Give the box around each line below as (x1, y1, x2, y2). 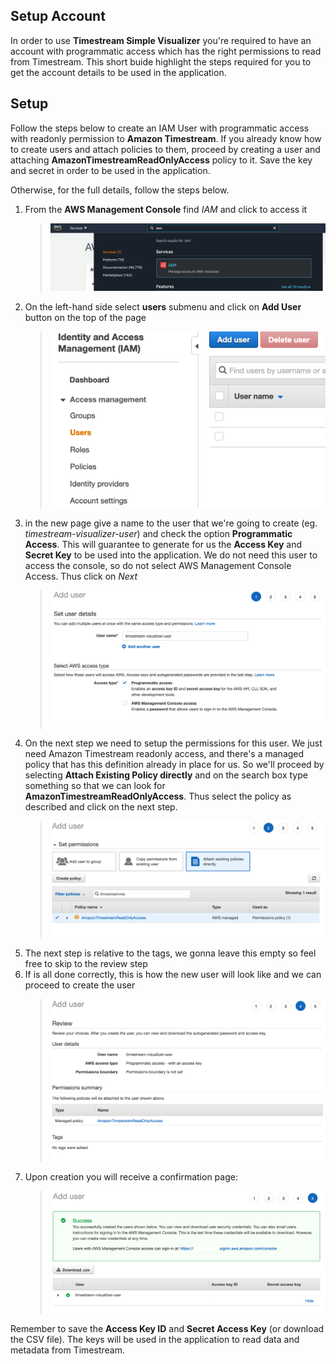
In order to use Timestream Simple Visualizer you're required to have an (10, 34, 312, 46)
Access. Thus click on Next (24, 570, 138, 582)
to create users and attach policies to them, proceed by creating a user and (10, 143, 321, 155)
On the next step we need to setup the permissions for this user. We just (24, 737, 323, 749)
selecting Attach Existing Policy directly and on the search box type (24, 769, 308, 781)
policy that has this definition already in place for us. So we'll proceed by (24, 758, 325, 770)
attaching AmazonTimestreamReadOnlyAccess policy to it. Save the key (10, 154, 313, 166)
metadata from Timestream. (10, 1344, 125, 1356)
